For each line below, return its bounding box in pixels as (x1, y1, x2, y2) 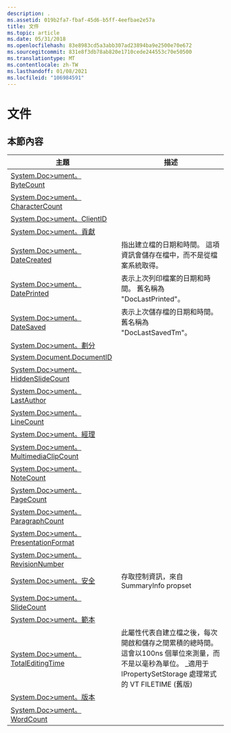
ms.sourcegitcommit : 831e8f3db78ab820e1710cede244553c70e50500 (7, 49, 192, 56)
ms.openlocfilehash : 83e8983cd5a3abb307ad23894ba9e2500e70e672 (7, 42, 192, 49)
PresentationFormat (10, 538, 74, 548)
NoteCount (10, 473, 46, 483)
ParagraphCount (10, 516, 64, 526)
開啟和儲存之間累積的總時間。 (121, 639, 218, 648)
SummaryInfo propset (121, 581, 192, 590)
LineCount (10, 417, 45, 427)
